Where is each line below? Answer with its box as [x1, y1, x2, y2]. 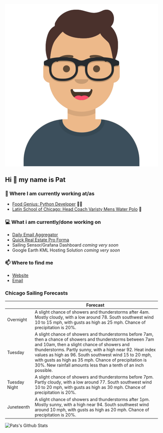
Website [12, 272, 29, 278]
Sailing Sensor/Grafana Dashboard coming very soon [12, 242, 119, 248]
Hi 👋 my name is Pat [5, 175, 66, 183]
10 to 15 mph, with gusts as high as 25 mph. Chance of [34, 319, 146, 325]
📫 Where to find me [5, 259, 53, 266]
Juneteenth [7, 404, 30, 410]
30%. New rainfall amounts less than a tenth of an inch [34, 362, 144, 368]
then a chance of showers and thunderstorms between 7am [34, 336, 154, 342]
